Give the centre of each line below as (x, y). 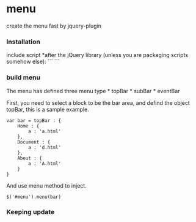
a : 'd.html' (45, 147)
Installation (24, 42)
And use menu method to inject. (46, 185)
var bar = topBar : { (34, 121)
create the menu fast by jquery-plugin (54, 26)
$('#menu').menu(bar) (34, 197)
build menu (24, 77)
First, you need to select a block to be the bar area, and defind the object (98, 102)
